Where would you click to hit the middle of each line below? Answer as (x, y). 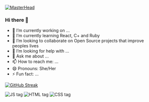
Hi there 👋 (17, 20)
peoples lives (25, 46)
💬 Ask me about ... (30, 56)
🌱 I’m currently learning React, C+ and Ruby (56, 36)
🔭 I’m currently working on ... (41, 30)
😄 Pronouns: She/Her (34, 69)
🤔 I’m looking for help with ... (41, 51)
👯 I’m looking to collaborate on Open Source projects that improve (78, 41)
